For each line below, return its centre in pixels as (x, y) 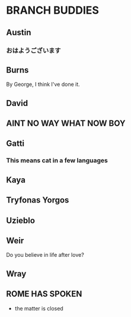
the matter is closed (39, 308)
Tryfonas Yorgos (38, 200)
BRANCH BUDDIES (53, 10)
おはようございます (33, 50)
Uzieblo (21, 220)
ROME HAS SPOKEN (44, 294)
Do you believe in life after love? (45, 255)
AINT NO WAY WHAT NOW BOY (66, 124)
